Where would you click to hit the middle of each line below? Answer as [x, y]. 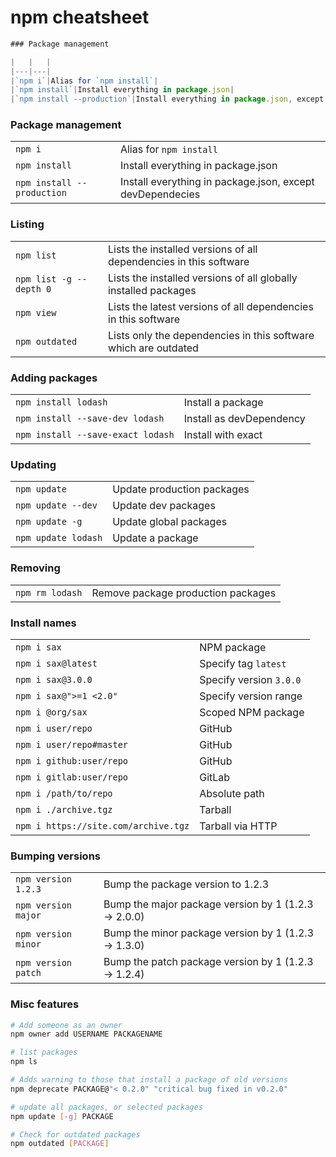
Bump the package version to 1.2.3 [186, 884]
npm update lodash [59, 538]
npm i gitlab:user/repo [72, 777]
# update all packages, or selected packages [106, 1107]
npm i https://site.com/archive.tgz [102, 825]
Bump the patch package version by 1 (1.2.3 [208, 962]
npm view [36, 312]
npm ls [24, 1062]
